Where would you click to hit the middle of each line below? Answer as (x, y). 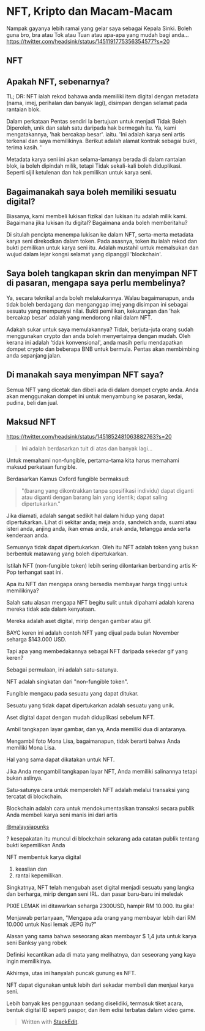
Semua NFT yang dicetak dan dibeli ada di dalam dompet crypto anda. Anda (102, 390)
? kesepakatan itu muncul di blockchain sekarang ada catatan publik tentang (103, 839)
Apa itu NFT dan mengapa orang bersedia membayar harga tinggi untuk (97, 584)
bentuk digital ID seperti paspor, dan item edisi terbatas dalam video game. (101, 1010)
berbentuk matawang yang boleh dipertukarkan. (67, 554)
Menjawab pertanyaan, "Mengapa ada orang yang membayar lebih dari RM (101, 918)
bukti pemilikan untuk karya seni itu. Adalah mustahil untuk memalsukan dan (102, 248)
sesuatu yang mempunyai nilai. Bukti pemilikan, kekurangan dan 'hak (93, 311)
